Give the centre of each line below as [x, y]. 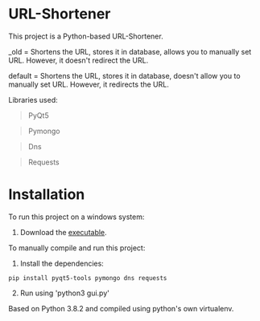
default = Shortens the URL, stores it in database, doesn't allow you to [124, 75]
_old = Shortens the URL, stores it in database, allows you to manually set [130, 51]
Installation [47, 195]
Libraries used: [33, 100]
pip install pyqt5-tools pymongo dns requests [88, 278]
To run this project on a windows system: [76, 217]
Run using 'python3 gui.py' [65, 293]
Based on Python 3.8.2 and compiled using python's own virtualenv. [121, 308]
